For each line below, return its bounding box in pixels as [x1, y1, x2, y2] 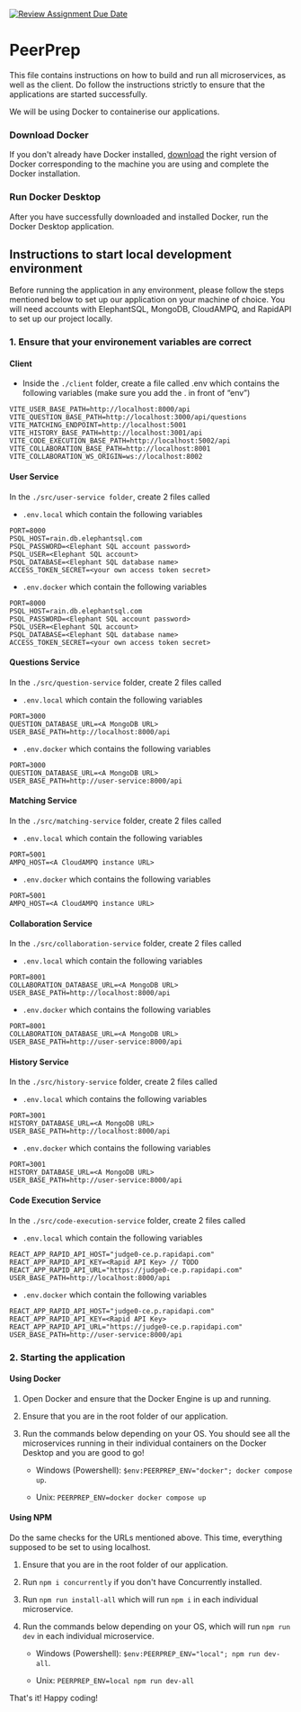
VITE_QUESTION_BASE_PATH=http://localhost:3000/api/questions [9, 413, 247, 422]
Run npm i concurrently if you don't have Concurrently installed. [22, 1577, 262, 1588]
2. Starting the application [9, 1350, 126, 1363]
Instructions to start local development [9, 246, 232, 262]
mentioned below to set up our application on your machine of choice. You [9, 294, 286, 305]
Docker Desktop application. [9, 220, 115, 231]
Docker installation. [9, 168, 81, 179]
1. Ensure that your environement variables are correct [9, 336, 252, 348]
